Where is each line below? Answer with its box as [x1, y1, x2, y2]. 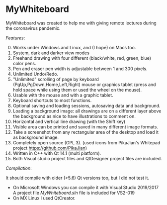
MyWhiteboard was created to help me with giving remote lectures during [5, 20, 157, 26]
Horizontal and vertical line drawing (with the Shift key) [12, 118, 126, 124]
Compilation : [5, 165, 32, 171]
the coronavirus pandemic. [5, 25, 61, 31]
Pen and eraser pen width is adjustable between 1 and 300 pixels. [12, 66, 148, 72]
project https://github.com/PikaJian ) [12, 145, 87, 151]
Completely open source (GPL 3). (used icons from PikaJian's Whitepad [12, 139, 161, 145]
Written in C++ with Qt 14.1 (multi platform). [12, 150, 101, 156]
